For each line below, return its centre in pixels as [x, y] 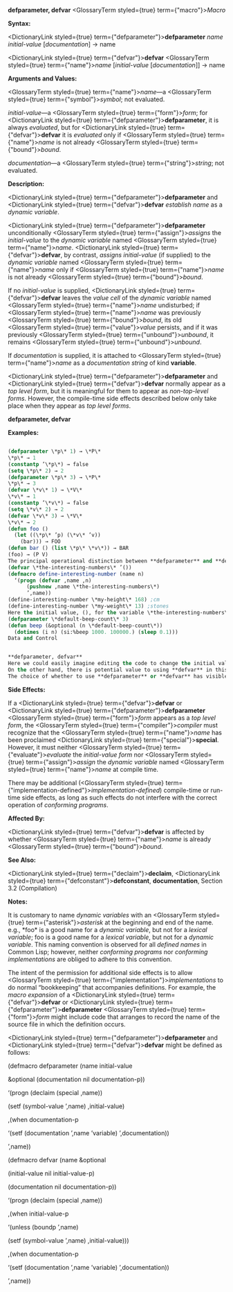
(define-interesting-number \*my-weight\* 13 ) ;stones [88, 606]
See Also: [22, 860]
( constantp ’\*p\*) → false [48, 464]
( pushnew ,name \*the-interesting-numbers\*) [93, 587]
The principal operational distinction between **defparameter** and [110, 561]
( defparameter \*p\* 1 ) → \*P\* [54, 451]
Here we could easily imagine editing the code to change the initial [112, 664]
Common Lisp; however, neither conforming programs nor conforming [108, 951]
